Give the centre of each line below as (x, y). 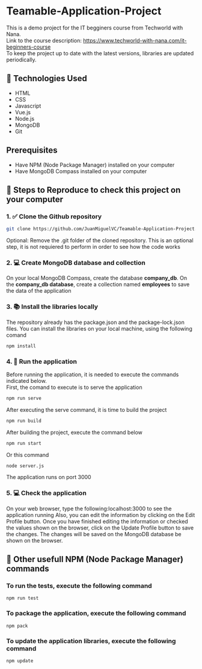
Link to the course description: (44, 40)
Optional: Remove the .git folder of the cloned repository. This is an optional (100, 240)
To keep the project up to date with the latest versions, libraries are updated (100, 53)
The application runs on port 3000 (49, 477)
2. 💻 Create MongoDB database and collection (76, 263)
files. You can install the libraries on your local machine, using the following (99, 328)
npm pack (17, 626)
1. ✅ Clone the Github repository (54, 216)
